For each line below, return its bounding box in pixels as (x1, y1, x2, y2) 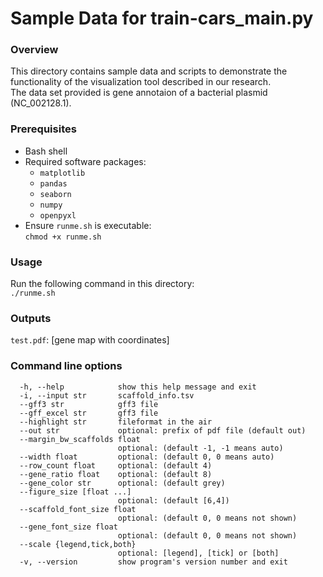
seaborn (39, 189, 72, 199)
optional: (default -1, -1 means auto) (117, 443, 284, 453)
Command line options (10, 359, 123, 373)
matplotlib (39, 168, 86, 178)
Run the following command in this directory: (10, 278, 195, 290)
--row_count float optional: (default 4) (19, 460, 213, 471)
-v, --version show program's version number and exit (19, 557, 288, 567)
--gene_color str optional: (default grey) (19, 478, 226, 488)
